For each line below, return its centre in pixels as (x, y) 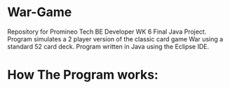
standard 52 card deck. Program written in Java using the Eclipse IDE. (108, 46)
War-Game (40, 12)
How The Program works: (83, 75)
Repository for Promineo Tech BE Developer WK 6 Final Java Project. (107, 32)
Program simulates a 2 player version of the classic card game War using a (115, 39)
